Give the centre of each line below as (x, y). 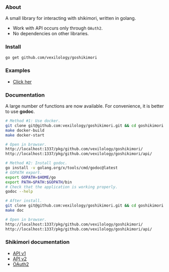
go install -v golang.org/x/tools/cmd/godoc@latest (61, 168)
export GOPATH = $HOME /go (31, 177)
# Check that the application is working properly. (61, 187)
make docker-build (25, 130)
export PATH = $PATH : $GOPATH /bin (39, 182)
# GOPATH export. (24, 172)
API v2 (20, 259)
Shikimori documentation (38, 242)
